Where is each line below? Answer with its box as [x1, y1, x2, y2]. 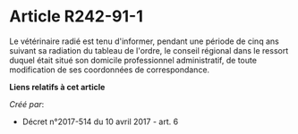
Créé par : [9, 98, 45, 109]
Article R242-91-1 [9, 6, 143, 27]
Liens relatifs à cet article [9, 81, 106, 92]
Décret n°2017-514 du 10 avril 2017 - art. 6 [21, 116, 179, 127]
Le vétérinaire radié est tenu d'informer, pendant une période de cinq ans [9, 36, 279, 46]
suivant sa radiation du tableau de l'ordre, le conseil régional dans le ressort [9, 45, 289, 55]
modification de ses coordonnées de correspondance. [9, 64, 210, 75]
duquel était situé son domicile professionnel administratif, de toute [9, 54, 258, 65]
